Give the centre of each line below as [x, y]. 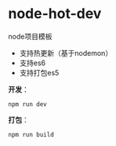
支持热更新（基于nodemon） [66, 53]
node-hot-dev [55, 14]
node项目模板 [30, 36]
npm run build [31, 134]
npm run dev [27, 104]
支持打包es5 [39, 72]
